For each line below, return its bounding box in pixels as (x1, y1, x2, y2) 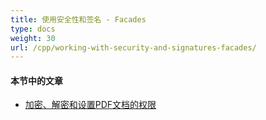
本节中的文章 (10, 74, 63, 86)
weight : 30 (10, 33, 56, 43)
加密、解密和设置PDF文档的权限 (24, 99, 157, 111)
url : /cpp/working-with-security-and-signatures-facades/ (10, 42, 257, 53)
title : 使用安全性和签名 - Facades (10, 14, 147, 25)
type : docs (10, 24, 56, 34)
